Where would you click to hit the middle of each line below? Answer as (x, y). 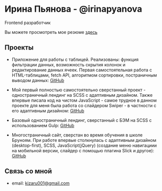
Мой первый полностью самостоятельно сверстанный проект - (79, 90)
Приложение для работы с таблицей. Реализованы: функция (75, 59)
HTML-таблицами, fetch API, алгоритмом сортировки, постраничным (84, 75)
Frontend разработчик (28, 23)
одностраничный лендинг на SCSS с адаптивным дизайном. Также (82, 95)
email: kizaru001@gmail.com (41, 183)
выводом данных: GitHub (38, 80)
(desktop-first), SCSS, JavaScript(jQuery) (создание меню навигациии (84, 145)
